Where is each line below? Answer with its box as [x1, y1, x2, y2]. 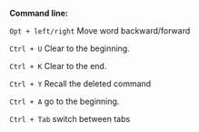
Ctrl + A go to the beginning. [9, 96, 120, 107]
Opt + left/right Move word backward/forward [9, 25, 191, 36]
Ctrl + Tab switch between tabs [9, 114, 131, 124]
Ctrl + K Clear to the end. [9, 61, 107, 71]
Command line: [9, 8, 68, 18]
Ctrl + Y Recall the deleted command [9, 78, 152, 89]
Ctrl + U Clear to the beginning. [9, 43, 130, 54]
